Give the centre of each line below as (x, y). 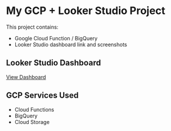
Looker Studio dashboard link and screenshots (71, 44)
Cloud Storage (32, 122)
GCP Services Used (42, 96)
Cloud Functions (34, 109)
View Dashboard (26, 77)
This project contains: (32, 27)
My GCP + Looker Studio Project (86, 11)
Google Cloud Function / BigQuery (56, 38)
